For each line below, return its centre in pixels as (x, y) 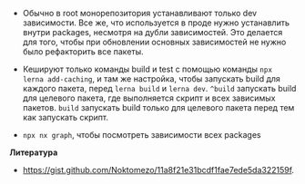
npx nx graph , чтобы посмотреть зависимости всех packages (142, 135)
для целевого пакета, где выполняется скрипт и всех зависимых (149, 98)
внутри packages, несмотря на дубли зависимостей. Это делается (152, 32)
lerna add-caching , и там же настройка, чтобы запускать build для (151, 79)
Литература (34, 152)
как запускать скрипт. (66, 117)
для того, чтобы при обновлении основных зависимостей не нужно (154, 42)
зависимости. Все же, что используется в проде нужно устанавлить (156, 23)
